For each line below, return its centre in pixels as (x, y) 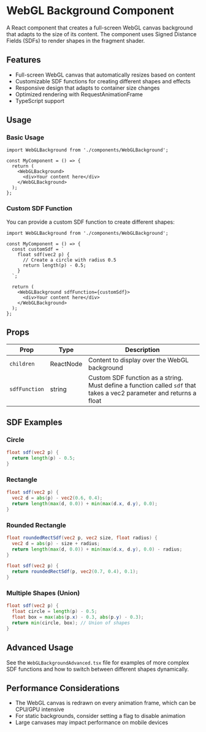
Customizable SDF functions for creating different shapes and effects (103, 81)
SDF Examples (34, 422)
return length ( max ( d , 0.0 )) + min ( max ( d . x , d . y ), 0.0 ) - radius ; (97, 549)
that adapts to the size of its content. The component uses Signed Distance (101, 34)
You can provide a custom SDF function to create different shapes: (90, 222)
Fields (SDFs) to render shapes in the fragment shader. (76, 40)
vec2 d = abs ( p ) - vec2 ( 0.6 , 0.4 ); (57, 498)
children (22, 364)
